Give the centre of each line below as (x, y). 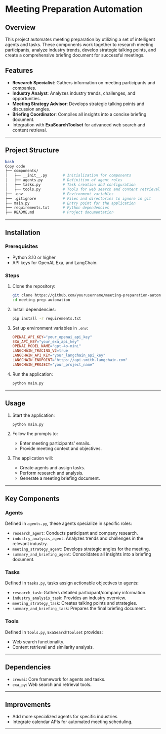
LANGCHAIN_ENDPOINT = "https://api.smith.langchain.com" (70, 360)
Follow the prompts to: (35, 434)
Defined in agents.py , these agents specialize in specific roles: (69, 523)
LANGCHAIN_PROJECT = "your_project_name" (53, 365)
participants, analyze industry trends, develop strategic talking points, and (81, 50)
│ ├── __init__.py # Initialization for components (68, 175)
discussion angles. (31, 109)
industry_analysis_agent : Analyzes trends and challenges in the (78, 538)
